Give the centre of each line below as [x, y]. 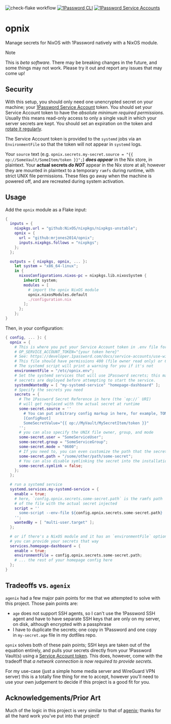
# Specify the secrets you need [49, 390]
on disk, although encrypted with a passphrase [62, 624]
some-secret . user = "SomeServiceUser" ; [61, 437]
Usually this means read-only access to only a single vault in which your [81, 118]
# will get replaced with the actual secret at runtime [79, 404]
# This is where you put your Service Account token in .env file [86, 347]
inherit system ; [41, 281]
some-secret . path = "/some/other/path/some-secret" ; [76, 456]
